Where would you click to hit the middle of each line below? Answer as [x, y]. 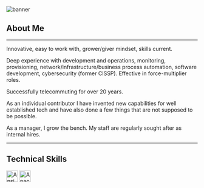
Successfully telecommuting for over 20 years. [65, 92]
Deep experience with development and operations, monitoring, [86, 60]
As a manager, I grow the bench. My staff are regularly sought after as [94, 128]
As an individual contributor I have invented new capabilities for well [91, 103]
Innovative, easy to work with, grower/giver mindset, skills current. [90, 49]
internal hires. [23, 134]
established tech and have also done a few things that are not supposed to [100, 110]
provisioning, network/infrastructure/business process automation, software [102, 67]
